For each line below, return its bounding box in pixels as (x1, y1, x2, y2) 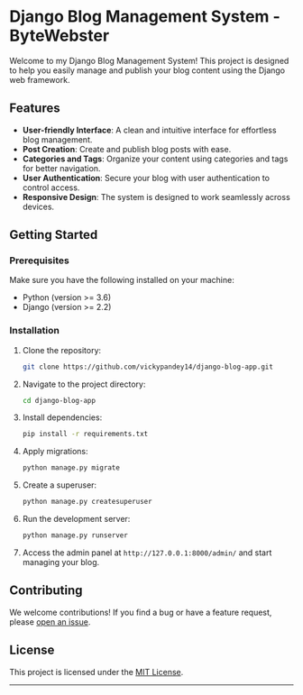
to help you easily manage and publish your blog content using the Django (9, 65, 286, 76)
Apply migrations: (22, 446, 88, 457)
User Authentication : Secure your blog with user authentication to (22, 172, 271, 183)
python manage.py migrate (22, 463, 120, 472)
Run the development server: (22, 514, 131, 525)
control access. (22, 182, 80, 193)
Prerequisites (9, 254, 69, 267)
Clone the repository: (22, 344, 102, 355)
